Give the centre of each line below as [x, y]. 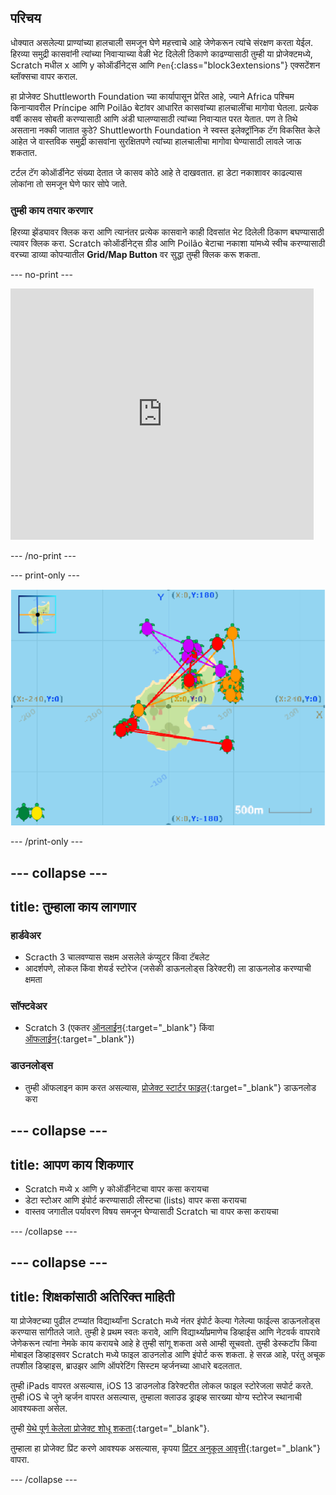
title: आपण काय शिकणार [72, 1164]
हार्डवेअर [26, 935]
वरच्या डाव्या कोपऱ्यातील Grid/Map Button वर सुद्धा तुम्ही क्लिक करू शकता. [135, 255]
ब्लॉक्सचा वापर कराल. [44, 76]
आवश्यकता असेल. [39, 1408]
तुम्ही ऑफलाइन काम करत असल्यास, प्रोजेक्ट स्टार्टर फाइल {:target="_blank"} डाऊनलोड [170, 1087]
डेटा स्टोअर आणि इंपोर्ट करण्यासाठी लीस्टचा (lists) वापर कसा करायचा [135, 1200]
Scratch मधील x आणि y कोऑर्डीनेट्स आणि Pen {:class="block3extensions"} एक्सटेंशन [165, 65]
